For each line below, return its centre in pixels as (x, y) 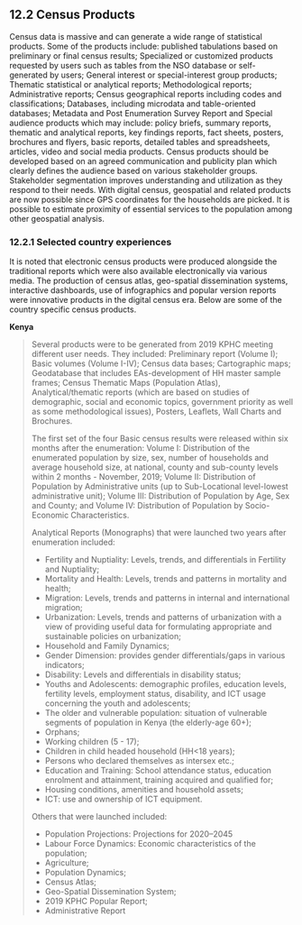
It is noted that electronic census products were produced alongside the (143, 261)
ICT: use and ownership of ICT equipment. (124, 799)
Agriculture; (67, 863)
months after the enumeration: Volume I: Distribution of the (141, 448)
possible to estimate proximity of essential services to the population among (151, 209)
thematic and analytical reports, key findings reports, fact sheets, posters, (146, 132)
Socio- (257, 506)
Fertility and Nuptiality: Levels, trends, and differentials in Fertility (165, 560)
